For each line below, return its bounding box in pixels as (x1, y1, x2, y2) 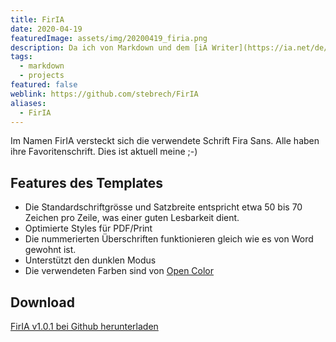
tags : (10, 52, 33, 62)
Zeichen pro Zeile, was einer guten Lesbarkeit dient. (24, 212, 240, 224)
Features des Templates (10, 174, 164, 191)
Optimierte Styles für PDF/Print (24, 222, 153, 235)
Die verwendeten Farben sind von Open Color (24, 265, 215, 277)
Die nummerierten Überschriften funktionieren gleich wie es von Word (24, 233, 314, 245)
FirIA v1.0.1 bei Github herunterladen (10, 321, 159, 332)
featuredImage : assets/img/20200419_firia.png (10, 33, 208, 43)
